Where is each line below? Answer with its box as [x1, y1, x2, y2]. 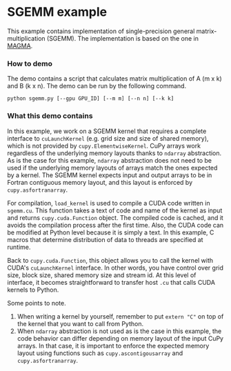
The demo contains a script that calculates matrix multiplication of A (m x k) [7, 74, 222, 83]
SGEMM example [7, 4, 108, 20]
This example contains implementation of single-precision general [7, 27, 195, 35]
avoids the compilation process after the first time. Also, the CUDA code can [7, 221, 224, 229]
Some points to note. [7, 299, 67, 307]
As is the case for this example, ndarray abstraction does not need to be [7, 156, 212, 164]
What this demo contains [7, 111, 93, 121]
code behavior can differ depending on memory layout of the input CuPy [17, 334, 224, 342]
